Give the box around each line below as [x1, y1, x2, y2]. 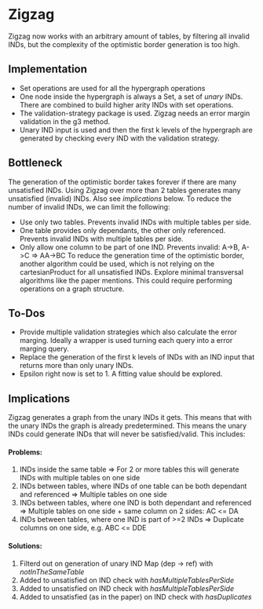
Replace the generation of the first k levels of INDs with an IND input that [19, 352, 255, 362]
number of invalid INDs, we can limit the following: [8, 202, 170, 211]
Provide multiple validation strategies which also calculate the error [19, 327, 237, 337]
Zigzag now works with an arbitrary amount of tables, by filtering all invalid [8, 31, 250, 41]
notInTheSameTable [19, 567, 85, 576]
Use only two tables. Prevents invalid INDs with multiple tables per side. [19, 217, 252, 227]
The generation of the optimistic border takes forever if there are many [8, 177, 237, 186]
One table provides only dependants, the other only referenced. [19, 225, 226, 235]
